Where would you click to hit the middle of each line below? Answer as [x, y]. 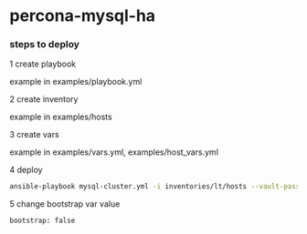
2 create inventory [44, 99]
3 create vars [34, 135]
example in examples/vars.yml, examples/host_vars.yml [114, 152]
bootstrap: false [42, 221]
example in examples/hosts [61, 117]
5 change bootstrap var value [65, 204]
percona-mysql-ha [83, 16]
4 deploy [26, 170]
